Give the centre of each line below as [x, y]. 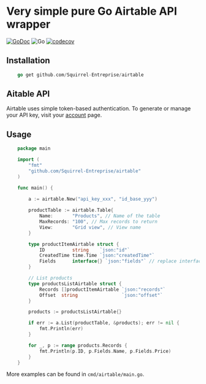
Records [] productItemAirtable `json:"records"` [102, 290]
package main [34, 148]
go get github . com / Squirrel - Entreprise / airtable [81, 75]
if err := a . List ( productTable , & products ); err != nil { [104, 323]
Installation [28, 60]
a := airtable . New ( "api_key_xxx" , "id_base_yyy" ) [93, 199]
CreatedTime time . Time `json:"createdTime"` [97, 256]
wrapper [29, 24]
